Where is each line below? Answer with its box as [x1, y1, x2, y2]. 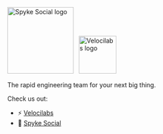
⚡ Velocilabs [17, 108, 54, 117]
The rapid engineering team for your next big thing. [7, 81, 157, 89]
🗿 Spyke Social [17, 119, 61, 127]
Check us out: [7, 94, 48, 103]
